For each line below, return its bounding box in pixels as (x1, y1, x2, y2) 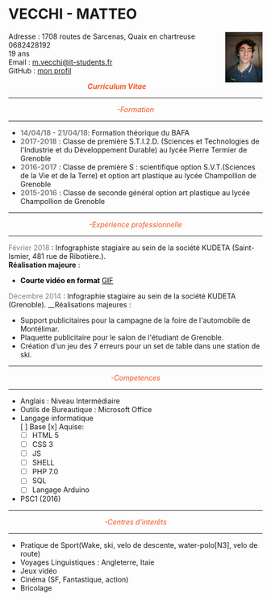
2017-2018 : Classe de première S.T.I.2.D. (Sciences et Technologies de (19, 136, 260, 146)
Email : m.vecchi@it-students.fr (8, 57, 113, 67)
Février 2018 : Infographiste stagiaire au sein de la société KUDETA (8, 243, 231, 253)
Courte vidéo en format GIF (19, 275, 114, 285)
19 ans (8, 48, 30, 58)
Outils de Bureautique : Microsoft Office (19, 404, 152, 414)
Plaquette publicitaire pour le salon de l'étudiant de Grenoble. (19, 332, 224, 342)
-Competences (110, 373, 161, 382)
